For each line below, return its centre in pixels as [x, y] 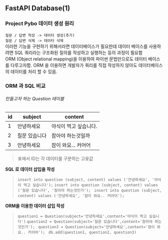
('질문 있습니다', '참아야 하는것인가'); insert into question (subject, [90, 190]
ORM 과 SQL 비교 [26, 86]
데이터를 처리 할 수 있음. [34, 71]
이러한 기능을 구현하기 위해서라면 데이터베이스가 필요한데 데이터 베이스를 [76, 46]
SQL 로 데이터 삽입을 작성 [30, 169]
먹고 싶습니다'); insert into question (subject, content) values [91, 185]
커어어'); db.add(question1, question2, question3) [82, 232]
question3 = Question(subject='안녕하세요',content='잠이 [97, 227]
